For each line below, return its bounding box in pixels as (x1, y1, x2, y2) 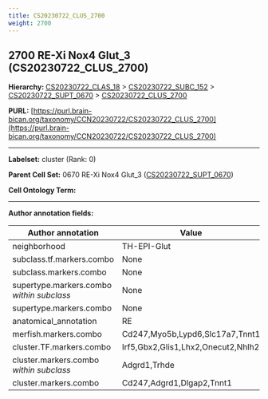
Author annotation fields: (8, 208, 94, 218)
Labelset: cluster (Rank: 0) (8, 155, 97, 164)
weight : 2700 (8, 19, 52, 27)
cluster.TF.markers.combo (12, 342, 112, 353)
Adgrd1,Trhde (121, 360, 175, 371)
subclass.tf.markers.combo (12, 254, 114, 265)
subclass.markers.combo (12, 267, 107, 278)
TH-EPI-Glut (121, 241, 171, 252)
